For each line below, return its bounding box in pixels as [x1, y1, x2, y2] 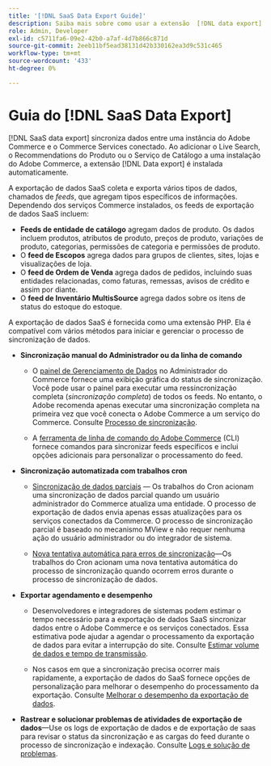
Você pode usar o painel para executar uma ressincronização [32, 383, 237, 393]
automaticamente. [8, 167, 69, 177]
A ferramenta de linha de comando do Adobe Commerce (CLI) [32, 433, 240, 443]
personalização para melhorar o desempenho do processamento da [32, 681, 259, 691]
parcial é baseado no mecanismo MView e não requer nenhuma [32, 524, 245, 534]
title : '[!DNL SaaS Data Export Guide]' [8, 11, 147, 20]
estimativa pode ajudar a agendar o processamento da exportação [32, 631, 255, 641]
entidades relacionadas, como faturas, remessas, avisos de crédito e [19, 276, 250, 285]
